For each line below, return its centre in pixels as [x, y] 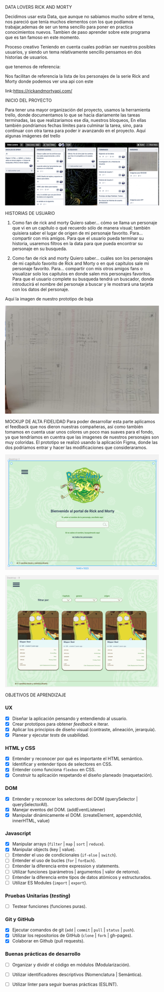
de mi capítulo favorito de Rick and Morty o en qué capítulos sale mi [81, 263]
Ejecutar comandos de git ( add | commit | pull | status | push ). [73, 930]
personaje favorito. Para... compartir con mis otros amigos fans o [77, 268]
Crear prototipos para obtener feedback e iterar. [61, 724]
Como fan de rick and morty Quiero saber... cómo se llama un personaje [85, 223]
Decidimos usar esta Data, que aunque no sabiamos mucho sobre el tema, [80, 16]
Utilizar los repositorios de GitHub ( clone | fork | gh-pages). [72, 935]
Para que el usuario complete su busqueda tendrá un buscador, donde [83, 279]
